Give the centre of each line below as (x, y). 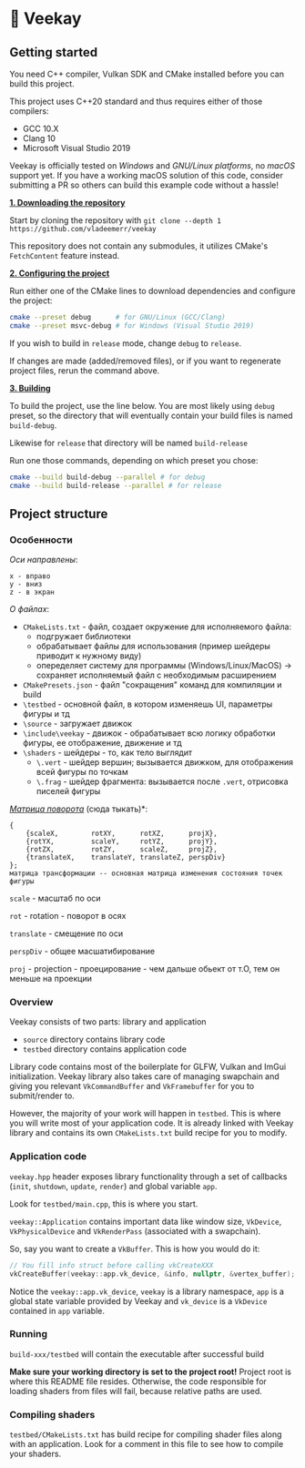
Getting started (54, 52)
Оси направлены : (44, 560)
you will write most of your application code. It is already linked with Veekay (152, 1123)
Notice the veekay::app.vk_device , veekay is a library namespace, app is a (147, 1291)
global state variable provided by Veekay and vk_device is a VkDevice (138, 1300)
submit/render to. (42, 1096)
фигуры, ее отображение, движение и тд (102, 743)
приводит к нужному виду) (89, 656)
